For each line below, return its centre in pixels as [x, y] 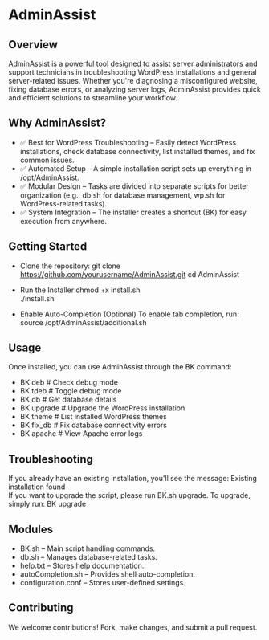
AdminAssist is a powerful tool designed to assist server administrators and [133, 63]
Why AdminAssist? [57, 123]
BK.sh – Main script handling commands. [87, 548]
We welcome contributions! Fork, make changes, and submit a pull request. [133, 627]
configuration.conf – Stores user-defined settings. [103, 583]
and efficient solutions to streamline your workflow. [93, 98]
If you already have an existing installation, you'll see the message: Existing [132, 479]
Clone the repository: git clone [70, 266]
